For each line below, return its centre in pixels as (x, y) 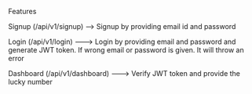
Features (22, 11)
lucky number (30, 82)
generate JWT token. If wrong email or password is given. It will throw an (126, 50)
